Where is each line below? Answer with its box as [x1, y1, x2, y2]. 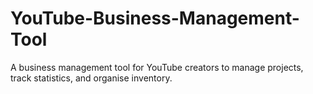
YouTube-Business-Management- [10, 7, 300, 30]
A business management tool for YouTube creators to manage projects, [10, 61, 304, 73]
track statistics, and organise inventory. [10, 72, 173, 84]
